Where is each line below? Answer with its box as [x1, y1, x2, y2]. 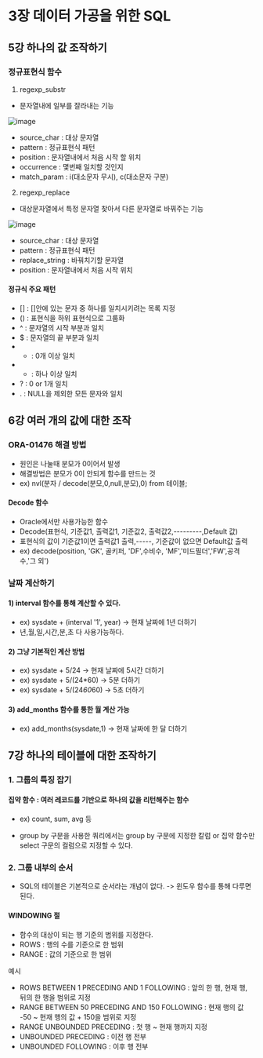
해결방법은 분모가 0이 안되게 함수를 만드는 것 [19, 469, 156, 478]
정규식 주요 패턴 [8, 284, 56, 294]
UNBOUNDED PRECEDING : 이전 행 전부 [19, 1031, 147, 1041]
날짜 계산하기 [8, 578, 55, 589]
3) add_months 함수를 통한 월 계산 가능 [8, 704, 130, 714]
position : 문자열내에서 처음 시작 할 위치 [19, 152, 142, 162]
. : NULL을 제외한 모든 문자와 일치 [19, 389, 123, 399]
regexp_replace [19, 188, 70, 197]
